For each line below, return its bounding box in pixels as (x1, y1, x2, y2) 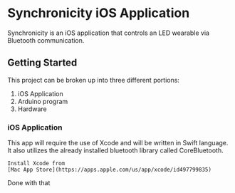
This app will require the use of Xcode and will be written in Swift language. (7, 139, 229, 147)
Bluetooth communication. (7, 36, 85, 44)
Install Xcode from (7, 160, 66, 167)
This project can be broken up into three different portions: (7, 75, 180, 84)
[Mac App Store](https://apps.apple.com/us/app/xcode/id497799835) (7, 166, 212, 174)
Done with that (7, 179, 51, 187)
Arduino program (17, 97, 68, 105)
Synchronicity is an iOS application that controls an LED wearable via (7, 28, 210, 37)
